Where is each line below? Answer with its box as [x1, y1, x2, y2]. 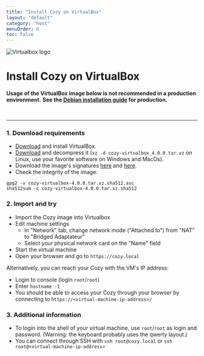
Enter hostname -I [15, 282, 61, 290]
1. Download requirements [6, 128, 85, 137]
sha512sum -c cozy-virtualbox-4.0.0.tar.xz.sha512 [6, 186, 137, 192]
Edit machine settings [15, 220, 70, 227]
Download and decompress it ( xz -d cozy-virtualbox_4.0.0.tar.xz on [15, 149, 192, 156]
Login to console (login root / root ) [15, 276, 100, 283]
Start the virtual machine [15, 246, 77, 253]
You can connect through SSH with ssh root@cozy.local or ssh [15, 337, 173, 344]
